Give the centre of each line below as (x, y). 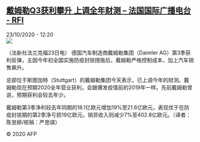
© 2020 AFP (22, 134)
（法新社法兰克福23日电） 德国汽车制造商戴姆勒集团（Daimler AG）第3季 (96, 53)
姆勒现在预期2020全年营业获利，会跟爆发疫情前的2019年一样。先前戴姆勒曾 (99, 87)
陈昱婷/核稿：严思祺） (33, 122)
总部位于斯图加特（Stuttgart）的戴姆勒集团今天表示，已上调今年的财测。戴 (98, 80)
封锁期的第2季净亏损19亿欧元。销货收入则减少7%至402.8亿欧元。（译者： (101, 115)
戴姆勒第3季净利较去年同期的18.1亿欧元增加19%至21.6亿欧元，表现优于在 (95, 107)
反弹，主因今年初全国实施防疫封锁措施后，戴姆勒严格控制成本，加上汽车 (100, 60)
